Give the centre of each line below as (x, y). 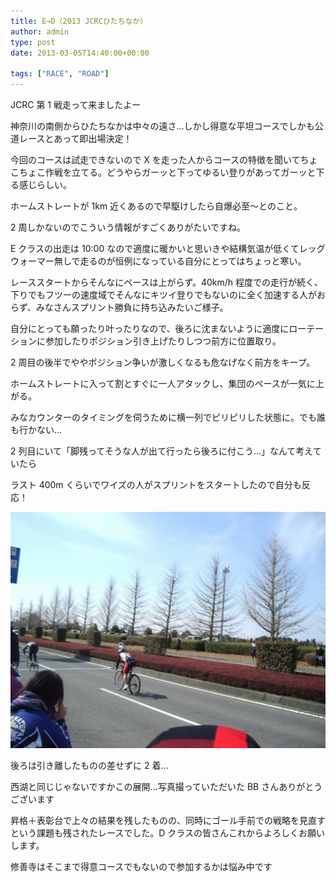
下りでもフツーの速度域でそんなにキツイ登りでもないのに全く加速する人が (163, 294)
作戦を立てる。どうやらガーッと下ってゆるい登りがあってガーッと (180, 172)
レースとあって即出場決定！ (75, 138)
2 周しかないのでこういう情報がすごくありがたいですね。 (128, 227)
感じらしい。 (45, 184)
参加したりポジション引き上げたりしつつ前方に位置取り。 (163, 341)
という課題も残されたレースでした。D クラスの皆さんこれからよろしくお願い (168, 833)
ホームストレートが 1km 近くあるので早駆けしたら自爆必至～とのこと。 (156, 206)
